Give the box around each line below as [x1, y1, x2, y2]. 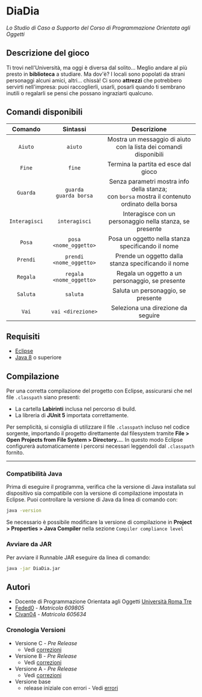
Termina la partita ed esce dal [107, 160, 191, 168]
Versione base [14, 678, 51, 685]
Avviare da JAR [6, 540, 52, 548]
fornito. [6, 449, 25, 456]
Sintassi [63, 125, 87, 133]
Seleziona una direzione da [111, 303, 188, 312]
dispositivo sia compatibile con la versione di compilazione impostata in [6, 489, 183, 497]
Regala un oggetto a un [116, 269, 182, 277]
